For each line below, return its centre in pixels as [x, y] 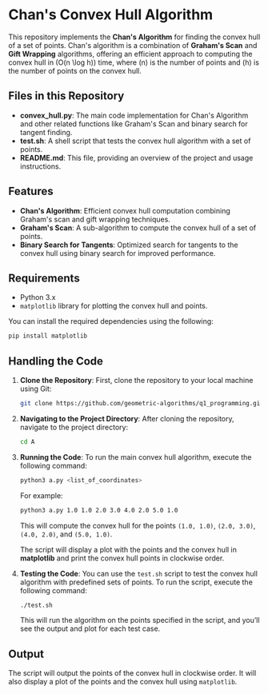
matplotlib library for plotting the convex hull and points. [114, 306]
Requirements [44, 278]
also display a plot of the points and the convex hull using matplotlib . [123, 682]
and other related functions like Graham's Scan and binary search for [134, 124]
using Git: [36, 389]
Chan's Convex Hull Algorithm [111, 15]
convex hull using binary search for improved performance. [118, 253]
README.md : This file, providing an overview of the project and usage [136, 158]
